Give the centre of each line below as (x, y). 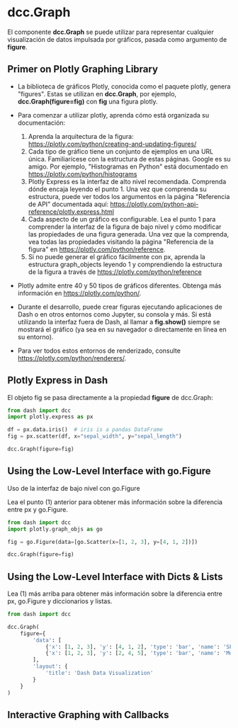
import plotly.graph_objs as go (55, 529)
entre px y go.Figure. (38, 509)
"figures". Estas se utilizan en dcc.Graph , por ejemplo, (97, 93)
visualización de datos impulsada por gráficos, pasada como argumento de (117, 39)
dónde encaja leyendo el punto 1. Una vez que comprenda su (117, 189)
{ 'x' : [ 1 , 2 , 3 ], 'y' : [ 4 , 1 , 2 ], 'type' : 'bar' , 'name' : (132, 647)
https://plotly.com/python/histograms (83, 174)
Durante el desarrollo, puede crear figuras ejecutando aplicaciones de (120, 307)
